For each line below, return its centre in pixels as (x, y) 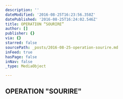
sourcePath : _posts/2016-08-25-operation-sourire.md (62, 47)
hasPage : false (21, 57)
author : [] (17, 29)
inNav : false (19, 62)
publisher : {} (20, 33)
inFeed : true (19, 52)
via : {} (13, 38)
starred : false (21, 43)
